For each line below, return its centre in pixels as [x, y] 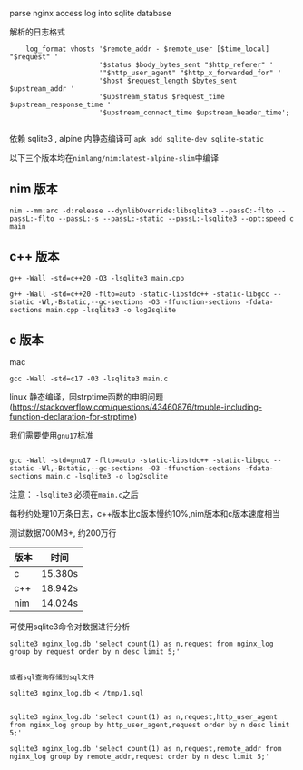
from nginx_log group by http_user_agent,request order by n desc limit [150, 726]
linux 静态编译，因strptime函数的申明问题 [87, 397]
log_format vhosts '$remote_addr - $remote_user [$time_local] [148, 49]
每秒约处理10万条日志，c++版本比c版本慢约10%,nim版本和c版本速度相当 [145, 514]
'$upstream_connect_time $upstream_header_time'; [194, 113]
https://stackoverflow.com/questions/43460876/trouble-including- [137, 407]
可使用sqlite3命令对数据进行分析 [69, 627]
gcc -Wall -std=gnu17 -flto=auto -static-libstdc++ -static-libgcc [140, 461]
